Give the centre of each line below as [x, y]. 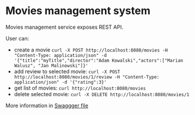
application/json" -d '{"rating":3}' [60, 82]
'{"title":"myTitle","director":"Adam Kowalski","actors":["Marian [98, 60]
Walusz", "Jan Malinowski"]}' [51, 66]
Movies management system [78, 11]
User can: [17, 38]
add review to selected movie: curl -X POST [67, 71]
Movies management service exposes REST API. [65, 27]
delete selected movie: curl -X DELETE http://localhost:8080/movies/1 [102, 94]
